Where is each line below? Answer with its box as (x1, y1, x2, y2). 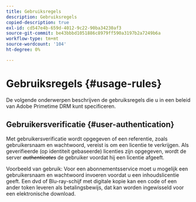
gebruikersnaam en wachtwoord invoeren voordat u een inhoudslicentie (6, 171, 180, 179)
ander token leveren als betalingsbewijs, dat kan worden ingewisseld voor (6, 184, 184, 191)
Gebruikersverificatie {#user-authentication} (6, 119, 174, 129)
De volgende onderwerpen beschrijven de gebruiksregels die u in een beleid (6, 96, 191, 103)
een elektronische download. (6, 190, 76, 197)
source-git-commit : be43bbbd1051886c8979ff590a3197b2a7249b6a (6, 30, 161, 36)
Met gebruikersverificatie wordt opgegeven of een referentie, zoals (6, 135, 168, 142)
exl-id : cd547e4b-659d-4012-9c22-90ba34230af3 (6, 25, 122, 31)
